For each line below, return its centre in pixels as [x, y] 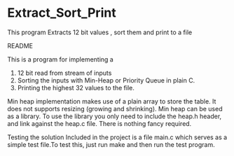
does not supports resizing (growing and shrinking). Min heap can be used [115, 108]
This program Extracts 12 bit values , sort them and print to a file [100, 32]
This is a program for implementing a [60, 59]
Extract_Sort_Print [62, 13]
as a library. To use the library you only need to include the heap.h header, [115, 116]
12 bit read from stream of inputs [64, 73]
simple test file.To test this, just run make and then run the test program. [111, 144]
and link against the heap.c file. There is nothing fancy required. [99, 123]
